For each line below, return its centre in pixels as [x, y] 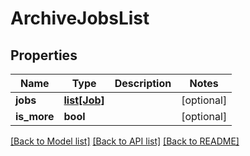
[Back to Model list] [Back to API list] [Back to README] [125, 141]
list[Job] [84, 100]
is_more [35, 116]
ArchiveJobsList [80, 18]
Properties [44, 55]
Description [143, 83]
